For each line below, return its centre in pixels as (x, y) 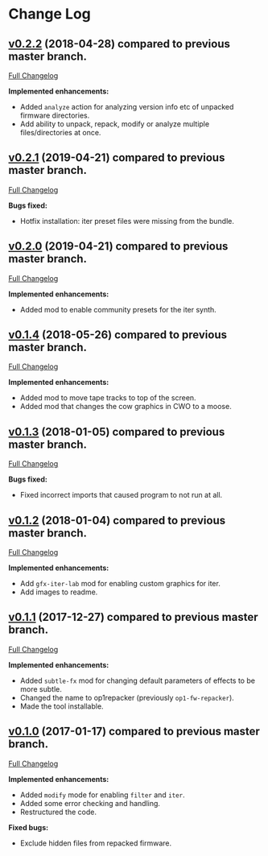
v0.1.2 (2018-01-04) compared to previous (117, 520)
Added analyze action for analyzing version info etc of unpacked (127, 107)
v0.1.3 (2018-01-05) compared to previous (117, 432)
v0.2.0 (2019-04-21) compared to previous (118, 246)
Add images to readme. (59, 592)
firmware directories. (55, 115)
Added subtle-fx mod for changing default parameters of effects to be (138, 680)
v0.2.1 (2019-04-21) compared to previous (117, 158)
